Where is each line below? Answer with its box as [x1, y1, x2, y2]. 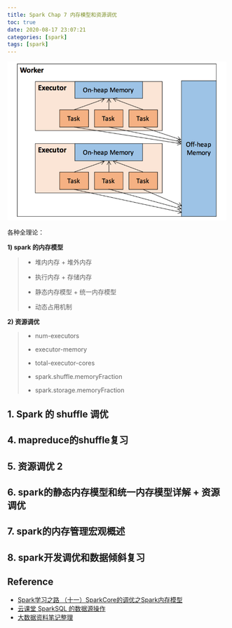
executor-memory [34, 345, 88, 354]
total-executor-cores [34, 359, 95, 368]
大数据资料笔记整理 [17, 613, 74, 621]
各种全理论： [7, 228, 44, 236]
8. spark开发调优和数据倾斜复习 [7, 552, 146, 563]
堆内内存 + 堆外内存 [34, 258, 93, 267]
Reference [7, 576, 54, 588]
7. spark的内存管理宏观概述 [7, 526, 125, 537]
